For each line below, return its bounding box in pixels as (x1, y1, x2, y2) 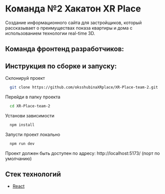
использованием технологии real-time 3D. (5, 30, 95, 36)
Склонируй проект (5, 75, 45, 81)
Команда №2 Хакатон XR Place (5, 3, 141, 15)
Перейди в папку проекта (5, 94, 61, 100)
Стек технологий (5, 170, 61, 178)
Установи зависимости (5, 112, 55, 118)
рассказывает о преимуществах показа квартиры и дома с (5, 25, 133, 31)
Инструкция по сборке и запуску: (5, 62, 117, 70)
